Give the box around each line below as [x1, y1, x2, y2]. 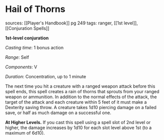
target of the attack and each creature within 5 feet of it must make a [5, 99, 147, 105]
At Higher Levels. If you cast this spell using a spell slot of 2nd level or [5, 119, 151, 125]
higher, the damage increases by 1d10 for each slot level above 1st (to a [5, 125, 152, 131]
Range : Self [5, 54, 29, 60]
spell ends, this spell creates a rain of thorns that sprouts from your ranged [5, 88, 159, 94]
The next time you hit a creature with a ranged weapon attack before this [5, 83, 155, 89]
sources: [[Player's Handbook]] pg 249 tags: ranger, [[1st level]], [5, 20, 138, 26]
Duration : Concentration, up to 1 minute [5, 73, 86, 79]
